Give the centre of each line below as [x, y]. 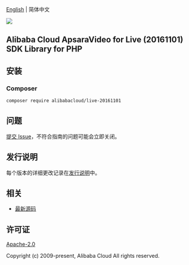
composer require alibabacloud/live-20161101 [63, 101]
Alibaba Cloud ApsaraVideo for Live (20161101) [95, 40]
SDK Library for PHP [44, 49]
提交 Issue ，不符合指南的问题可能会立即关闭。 [63, 136]
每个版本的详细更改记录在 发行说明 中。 [53, 172]
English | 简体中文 [28, 9]
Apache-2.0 [21, 244]
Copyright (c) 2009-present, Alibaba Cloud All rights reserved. [83, 256]
